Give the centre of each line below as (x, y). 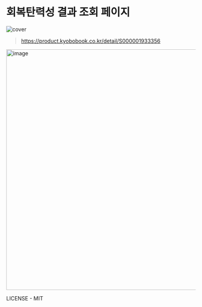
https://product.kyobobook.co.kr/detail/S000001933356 (90, 41)
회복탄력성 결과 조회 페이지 (68, 12)
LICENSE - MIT (25, 298)
